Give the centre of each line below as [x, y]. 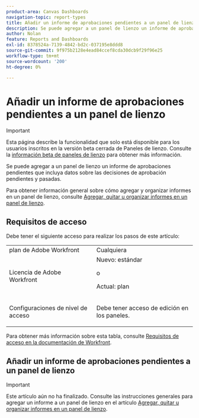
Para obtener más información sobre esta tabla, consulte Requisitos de [93, 336]
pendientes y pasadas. [34, 179]
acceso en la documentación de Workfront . [59, 342]
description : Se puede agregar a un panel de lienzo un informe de [91, 28]
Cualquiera [112, 250]
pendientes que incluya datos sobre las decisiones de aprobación [86, 172]
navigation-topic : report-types [46, 17]
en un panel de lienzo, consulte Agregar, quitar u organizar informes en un [97, 197]
